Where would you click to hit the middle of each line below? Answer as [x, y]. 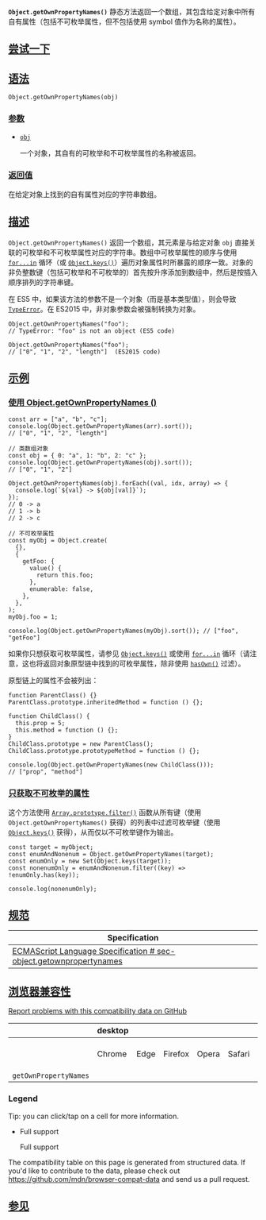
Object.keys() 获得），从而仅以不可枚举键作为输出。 [93, 832]
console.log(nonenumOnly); [53, 889]
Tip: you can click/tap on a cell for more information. [94, 1116]
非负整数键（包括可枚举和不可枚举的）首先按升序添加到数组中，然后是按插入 [133, 272]
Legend [23, 1098]
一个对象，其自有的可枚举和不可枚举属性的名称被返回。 [110, 152]
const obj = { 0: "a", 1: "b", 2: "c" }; [78, 456]
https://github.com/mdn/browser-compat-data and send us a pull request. [129, 1179]
